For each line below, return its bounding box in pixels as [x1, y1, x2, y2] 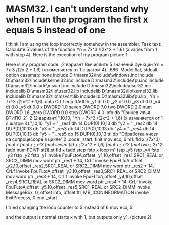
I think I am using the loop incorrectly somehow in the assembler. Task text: [6, 41, 162, 47]
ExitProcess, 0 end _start [6, 194, 57, 201]
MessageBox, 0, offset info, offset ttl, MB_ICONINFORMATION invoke [6, 189, 149, 195]
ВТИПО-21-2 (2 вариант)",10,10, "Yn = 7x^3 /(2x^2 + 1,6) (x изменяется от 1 [6, 115, 163, 121]
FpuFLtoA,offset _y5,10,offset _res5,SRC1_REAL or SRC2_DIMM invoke [6, 184, 150, 190]
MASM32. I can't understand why [6, 3, 149, 15]
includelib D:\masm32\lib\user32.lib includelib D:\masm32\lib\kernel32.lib [6, 88, 158, 94]
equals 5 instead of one [6, 25, 106, 36]
